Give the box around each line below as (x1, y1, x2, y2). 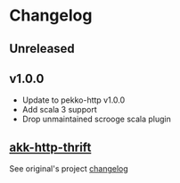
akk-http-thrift (9, 139, 92, 154)
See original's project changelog (9, 163, 129, 174)
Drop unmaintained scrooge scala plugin (21, 113, 171, 125)
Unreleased (9, 41, 76, 56)
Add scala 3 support (21, 104, 97, 115)
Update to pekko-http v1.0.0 (21, 95, 126, 105)
